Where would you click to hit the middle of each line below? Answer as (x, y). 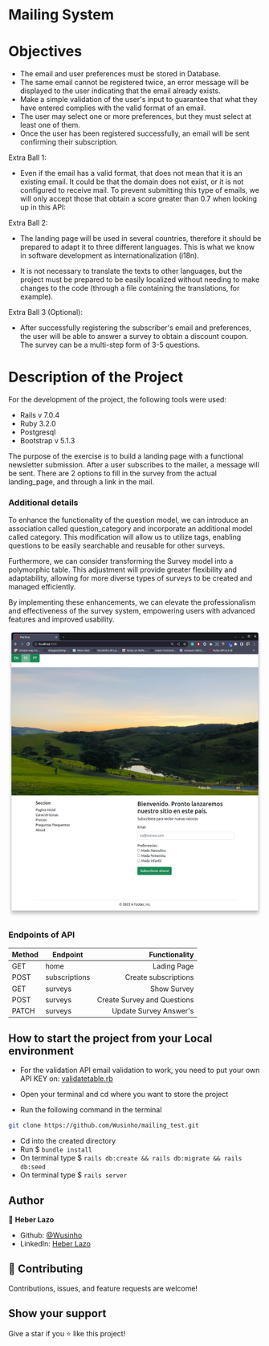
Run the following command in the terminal (91, 1110)
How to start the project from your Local (110, 1038)
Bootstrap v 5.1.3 (47, 441)
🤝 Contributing (46, 1269)
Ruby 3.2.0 (38, 424)
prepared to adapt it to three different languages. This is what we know (137, 247)
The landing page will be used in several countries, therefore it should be (141, 239)
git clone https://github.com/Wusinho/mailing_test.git (104, 1126)
